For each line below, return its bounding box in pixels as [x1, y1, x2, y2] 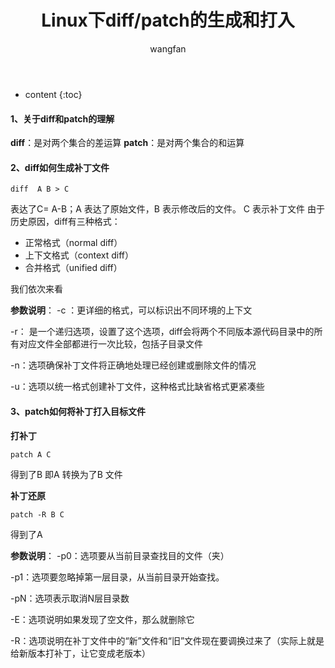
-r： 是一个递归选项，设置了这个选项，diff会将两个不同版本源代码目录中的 [10, 326, 315, 338]
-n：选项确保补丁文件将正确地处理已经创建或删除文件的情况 [10, 359, 257, 371]
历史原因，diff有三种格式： [10, 216, 121, 228]
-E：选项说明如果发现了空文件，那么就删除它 [10, 613, 195, 625]
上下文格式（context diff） [24, 249, 134, 261]
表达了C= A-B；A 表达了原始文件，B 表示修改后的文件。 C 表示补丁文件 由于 [10, 203, 325, 215]
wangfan [149, 42, 187, 55]
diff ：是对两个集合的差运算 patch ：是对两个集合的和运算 [10, 137, 245, 149]
